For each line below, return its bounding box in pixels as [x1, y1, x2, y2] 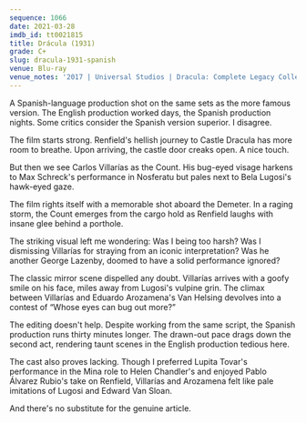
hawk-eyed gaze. [9, 181, 75, 192]
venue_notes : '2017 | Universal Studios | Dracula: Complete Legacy [9, 73, 275, 82]
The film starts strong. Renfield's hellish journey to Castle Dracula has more [9, 134, 293, 146]
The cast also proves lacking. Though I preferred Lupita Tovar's [9, 356, 248, 367]
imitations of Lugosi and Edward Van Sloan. [9, 385, 173, 396]
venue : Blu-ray [9, 65, 67, 74]
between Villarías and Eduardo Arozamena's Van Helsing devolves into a [9, 292, 282, 303]
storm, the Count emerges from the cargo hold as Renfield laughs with [9, 208, 274, 219]
